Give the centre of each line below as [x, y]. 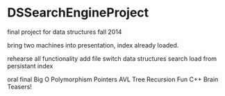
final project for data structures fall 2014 [65, 32]
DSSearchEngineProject [78, 13]
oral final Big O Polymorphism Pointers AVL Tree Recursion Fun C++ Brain [113, 79]
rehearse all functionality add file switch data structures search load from [112, 58]
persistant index [30, 66]
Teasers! [20, 86]
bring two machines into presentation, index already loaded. [93, 45]
